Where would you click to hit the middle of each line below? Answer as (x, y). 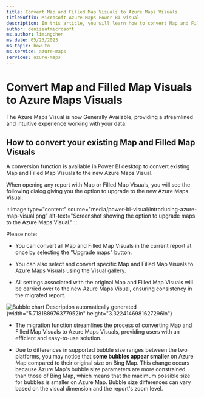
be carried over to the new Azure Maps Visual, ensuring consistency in (104, 289)
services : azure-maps (34, 57)
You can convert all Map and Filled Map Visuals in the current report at (103, 246)
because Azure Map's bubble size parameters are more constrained (100, 369)
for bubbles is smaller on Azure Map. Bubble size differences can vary (103, 382)
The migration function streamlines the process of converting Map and (104, 325)
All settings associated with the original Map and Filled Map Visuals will (104, 283)
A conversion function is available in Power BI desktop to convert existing (98, 166)
